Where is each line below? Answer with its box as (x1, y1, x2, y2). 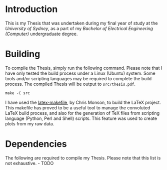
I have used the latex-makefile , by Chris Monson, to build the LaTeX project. (5, 99, 161, 105)
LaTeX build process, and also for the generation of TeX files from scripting (5, 110, 160, 116)
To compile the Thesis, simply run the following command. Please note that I (5, 65, 162, 71)
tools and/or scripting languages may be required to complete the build (5, 75, 151, 81)
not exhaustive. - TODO (5, 160, 54, 166)
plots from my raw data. (5, 120, 54, 126)
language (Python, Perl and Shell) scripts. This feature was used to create (5, 115, 157, 121)
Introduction (5, 4, 58, 15)
